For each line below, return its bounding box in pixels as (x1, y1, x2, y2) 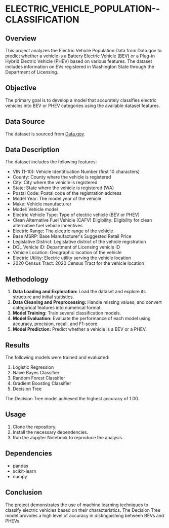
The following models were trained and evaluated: (5, 355, 110, 361)
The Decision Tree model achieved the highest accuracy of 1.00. (5, 396, 139, 402)
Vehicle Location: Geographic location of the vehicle (12, 250, 122, 256)
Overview (5, 34, 37, 43)
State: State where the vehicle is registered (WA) (12, 185, 114, 191)
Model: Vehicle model (12, 206, 58, 213)
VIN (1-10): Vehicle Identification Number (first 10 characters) (12, 168, 140, 175)
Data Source (5, 117, 45, 126)
